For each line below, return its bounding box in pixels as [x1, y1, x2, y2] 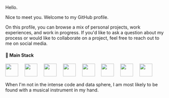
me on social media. [5, 40, 48, 46]
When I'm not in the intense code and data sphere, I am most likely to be [5, 82, 158, 88]
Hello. [5, 5, 18, 10]
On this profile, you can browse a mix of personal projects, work [5, 24, 141, 30]
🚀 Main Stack [5, 52, 34, 58]
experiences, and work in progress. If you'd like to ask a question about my [5, 30, 164, 35]
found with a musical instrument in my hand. [5, 87, 99, 93]
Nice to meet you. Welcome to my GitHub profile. [5, 14, 109, 20]
